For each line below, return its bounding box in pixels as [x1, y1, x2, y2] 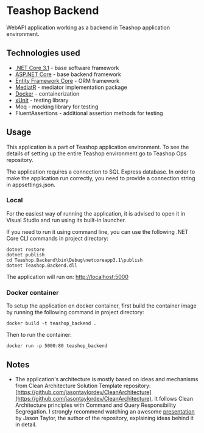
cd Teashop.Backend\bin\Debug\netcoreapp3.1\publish [6, 257, 143, 263]
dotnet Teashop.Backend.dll [6, 262, 78, 269]
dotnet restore [6, 246, 45, 253]
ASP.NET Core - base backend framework [15, 71, 122, 78]
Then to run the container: [6, 331, 72, 339]
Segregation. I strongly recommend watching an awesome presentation [15, 407, 195, 415]
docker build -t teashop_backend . [6, 320, 97, 326]
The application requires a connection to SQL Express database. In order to [6, 168, 195, 175]
